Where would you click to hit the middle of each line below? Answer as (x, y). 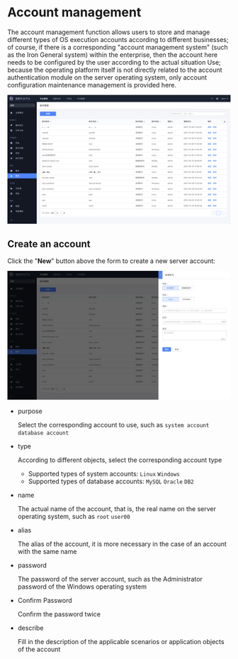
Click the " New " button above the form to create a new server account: (112, 261)
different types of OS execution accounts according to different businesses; (118, 39)
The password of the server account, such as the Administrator (110, 579)
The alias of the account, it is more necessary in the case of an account (122, 544)
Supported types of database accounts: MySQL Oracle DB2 (111, 481)
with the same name (47, 552)
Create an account (49, 243)
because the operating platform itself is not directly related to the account (115, 70)
